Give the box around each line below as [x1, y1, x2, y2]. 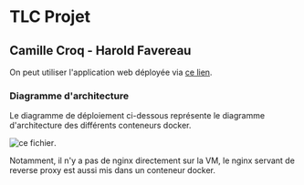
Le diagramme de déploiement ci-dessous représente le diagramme [9, 110, 266, 121]
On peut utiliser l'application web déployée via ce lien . [9, 67, 213, 77]
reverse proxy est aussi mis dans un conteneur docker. [9, 165, 216, 176]
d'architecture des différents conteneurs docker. [9, 120, 192, 131]
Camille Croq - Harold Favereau [9, 43, 192, 58]
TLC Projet [9, 6, 91, 27]
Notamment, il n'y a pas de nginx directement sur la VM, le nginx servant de [9, 155, 295, 166]
